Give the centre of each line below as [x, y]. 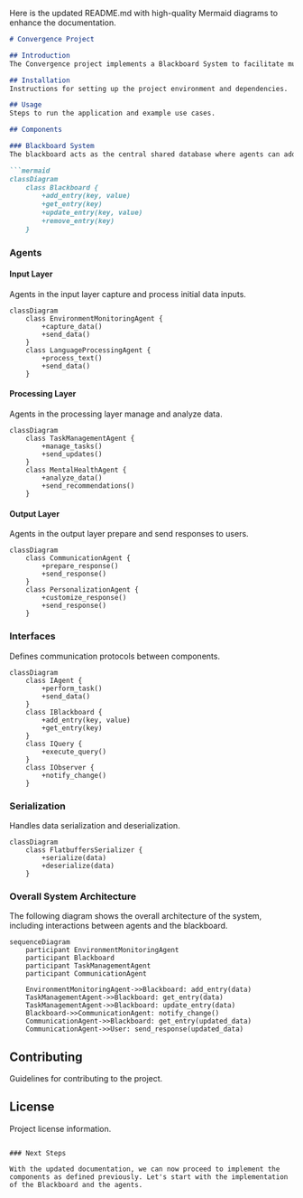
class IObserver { [60, 767]
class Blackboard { [62, 187]
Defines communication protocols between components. [115, 656]
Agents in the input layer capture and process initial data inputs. [128, 294]
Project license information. [60, 1128]
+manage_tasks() [72, 446]
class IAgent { [54, 680]
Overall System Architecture [73, 896]
